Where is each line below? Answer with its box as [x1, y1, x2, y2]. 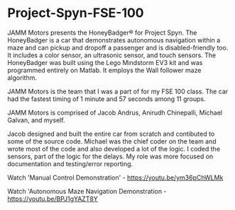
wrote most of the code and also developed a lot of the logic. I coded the [7, 144, 221, 153]
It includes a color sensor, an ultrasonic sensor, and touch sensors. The [7, 51, 217, 59]
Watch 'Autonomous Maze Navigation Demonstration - [7, 187, 167, 195]
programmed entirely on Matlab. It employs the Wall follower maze [7, 66, 202, 74]
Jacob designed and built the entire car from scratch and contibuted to [7, 129, 215, 138]
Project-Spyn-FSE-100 [7, 5, 144, 21]
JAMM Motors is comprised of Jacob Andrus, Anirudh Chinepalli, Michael [7, 108, 222, 117]
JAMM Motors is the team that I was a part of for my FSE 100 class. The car [7, 87, 229, 95]
